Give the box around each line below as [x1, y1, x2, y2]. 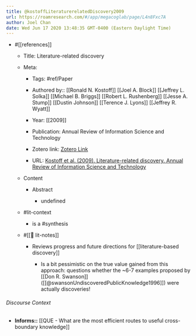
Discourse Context [6, 299, 51, 306]
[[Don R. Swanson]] [40, 273, 88, 280]
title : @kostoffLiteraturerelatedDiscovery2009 [6, 8, 125, 15]
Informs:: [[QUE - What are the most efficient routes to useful [14, 317, 164, 324]
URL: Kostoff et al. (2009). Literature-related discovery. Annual [32, 157, 183, 164]
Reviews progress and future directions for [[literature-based [32, 243, 180, 250]
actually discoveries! [40, 285, 91, 293]
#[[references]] [14, 41, 52, 48]
